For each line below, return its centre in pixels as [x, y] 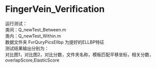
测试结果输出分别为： [27, 48]
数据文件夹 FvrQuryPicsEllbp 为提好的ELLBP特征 [55, 42]
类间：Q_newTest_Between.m [36, 30]
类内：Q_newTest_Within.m [33, 36]
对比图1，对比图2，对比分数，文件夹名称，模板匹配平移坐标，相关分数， [79, 54]
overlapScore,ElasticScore [32, 60]
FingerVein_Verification [55, 9]
